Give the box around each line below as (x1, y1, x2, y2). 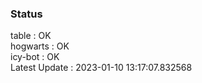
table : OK (10, 30, 52, 42)
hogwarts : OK (10, 40, 70, 52)
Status (10, 7, 43, 21)
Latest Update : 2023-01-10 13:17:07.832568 (10, 62, 193, 74)
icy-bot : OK (10, 51, 60, 63)
